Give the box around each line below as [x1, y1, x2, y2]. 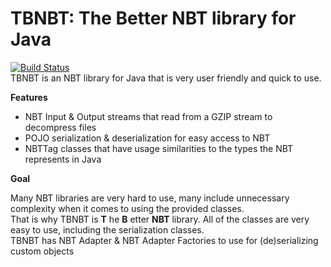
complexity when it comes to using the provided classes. [10, 202, 245, 214]
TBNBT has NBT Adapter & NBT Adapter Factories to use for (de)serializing [10, 234, 319, 246]
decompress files [24, 121, 97, 133]
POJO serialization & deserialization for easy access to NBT [24, 132, 271, 144]
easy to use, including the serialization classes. [10, 223, 205, 236]
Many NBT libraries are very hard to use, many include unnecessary [10, 192, 290, 204]
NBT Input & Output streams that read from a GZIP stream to [24, 110, 273, 122]
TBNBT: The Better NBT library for [10, 7, 297, 30]
